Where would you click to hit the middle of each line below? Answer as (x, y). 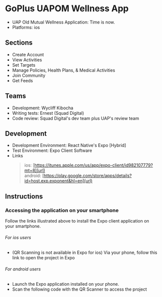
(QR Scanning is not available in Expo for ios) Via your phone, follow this (85, 252)
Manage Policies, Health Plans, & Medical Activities (64, 70)
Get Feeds (22, 80)
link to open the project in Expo (43, 258)
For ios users (18, 237)
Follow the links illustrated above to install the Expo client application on (77, 221)
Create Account (28, 54)
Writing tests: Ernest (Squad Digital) (48, 113)
